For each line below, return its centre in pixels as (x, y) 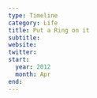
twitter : (22, 52)
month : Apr (33, 74)
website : (22, 45)
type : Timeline (33, 15)
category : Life (33, 23)
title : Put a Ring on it (49, 30)
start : (19, 60)
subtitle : (24, 38)
